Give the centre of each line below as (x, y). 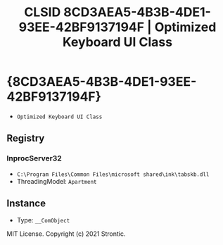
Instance (26, 204)
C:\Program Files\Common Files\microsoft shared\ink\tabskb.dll (113, 174)
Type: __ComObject (43, 220)
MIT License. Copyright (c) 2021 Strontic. (66, 234)
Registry (26, 138)
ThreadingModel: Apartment (57, 181)
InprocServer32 (34, 158)
